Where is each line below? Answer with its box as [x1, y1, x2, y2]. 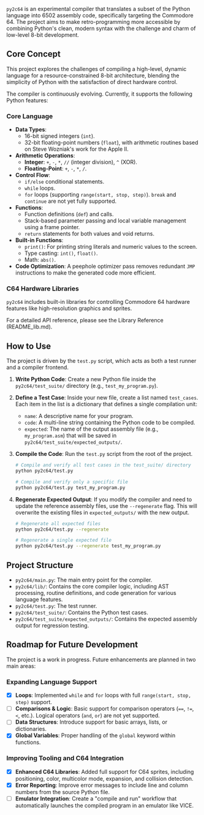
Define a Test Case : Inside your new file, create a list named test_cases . [15, 394, 198, 401]
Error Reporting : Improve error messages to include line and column [15, 781, 189, 789]
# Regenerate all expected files [15, 520, 101, 526]
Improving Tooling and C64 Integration [6, 754, 124, 762]
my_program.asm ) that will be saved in [24, 432, 117, 439]
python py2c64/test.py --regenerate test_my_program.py [15, 543, 161, 549]
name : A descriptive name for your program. [24, 412, 134, 420]
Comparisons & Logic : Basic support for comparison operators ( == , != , [15, 705, 194, 713]
